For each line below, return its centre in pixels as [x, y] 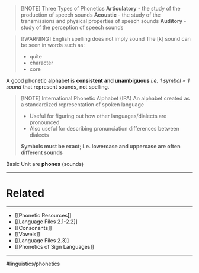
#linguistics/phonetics [33, 264]
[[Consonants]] [33, 227]
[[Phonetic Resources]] [43, 215]
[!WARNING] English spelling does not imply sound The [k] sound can [106, 39]
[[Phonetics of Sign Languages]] [54, 246]
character [41, 63]
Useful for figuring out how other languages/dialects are [98, 116]
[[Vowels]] [27, 234]
